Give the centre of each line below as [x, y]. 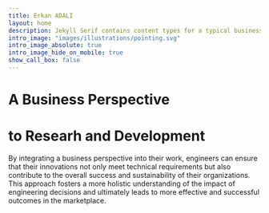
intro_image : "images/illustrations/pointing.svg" [94, 38]
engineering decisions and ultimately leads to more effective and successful [134, 192]
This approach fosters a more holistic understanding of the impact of [122, 183]
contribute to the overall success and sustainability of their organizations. [129, 175]
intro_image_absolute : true [55, 45]
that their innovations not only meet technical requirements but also [120, 167]
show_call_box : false [44, 61]
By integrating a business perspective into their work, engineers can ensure [133, 158]
